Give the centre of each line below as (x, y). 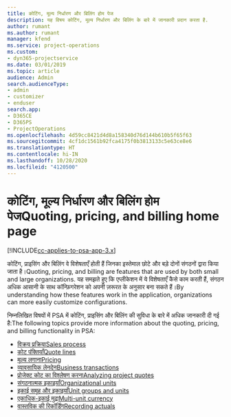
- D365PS (20, 122)
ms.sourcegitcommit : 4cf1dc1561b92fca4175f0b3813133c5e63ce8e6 (100, 142)
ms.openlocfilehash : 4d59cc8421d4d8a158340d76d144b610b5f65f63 (100, 135)
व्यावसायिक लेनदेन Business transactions (68, 367)
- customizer (26, 97)
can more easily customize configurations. (67, 302)
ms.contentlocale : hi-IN (43, 154)
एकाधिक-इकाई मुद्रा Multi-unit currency (65, 398)
